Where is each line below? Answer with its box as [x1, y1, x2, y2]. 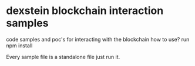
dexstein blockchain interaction [6, 4, 164, 18]
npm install [6, 42, 33, 49]
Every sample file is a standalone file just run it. [6, 53, 120, 60]
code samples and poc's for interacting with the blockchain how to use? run [6, 36, 190, 43]
